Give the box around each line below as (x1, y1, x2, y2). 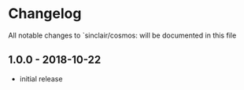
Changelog (8, 5, 82, 23)
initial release (19, 74, 63, 83)
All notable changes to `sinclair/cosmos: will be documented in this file (8, 31, 237, 40)
